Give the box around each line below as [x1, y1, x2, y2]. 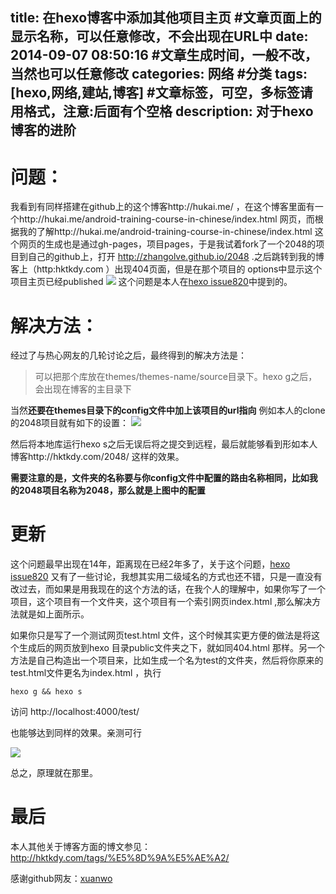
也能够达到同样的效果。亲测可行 [10, 727, 142, 739]
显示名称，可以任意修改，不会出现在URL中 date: [10, 28, 309, 45]
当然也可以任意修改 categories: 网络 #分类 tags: [10, 66, 308, 83]
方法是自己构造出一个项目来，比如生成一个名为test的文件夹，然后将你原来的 [10, 654, 324, 667]
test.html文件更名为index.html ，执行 [10, 667, 162, 679]
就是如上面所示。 [18, 608, 90, 620]
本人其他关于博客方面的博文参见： [10, 841, 151, 853]
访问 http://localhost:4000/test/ [10, 706, 140, 718]
